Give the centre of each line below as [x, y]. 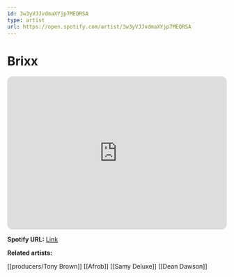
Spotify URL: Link [33, 239]
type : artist [26, 20]
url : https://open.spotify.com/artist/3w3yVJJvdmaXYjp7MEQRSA [99, 26]
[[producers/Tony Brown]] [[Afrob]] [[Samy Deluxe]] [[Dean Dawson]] [107, 267]
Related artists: [30, 253]
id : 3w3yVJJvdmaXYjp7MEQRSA [48, 14]
